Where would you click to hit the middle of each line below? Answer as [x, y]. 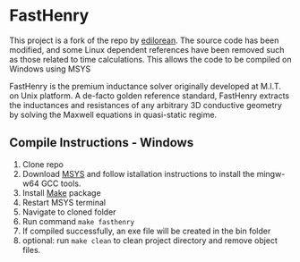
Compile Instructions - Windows [102, 143]
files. [31, 249]
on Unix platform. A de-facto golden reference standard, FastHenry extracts [149, 96]
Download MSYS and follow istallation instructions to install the [138, 173]
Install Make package [61, 192]
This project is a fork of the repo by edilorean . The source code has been [144, 40]
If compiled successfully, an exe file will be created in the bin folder [146, 231]
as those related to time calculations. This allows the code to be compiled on [150, 59]
